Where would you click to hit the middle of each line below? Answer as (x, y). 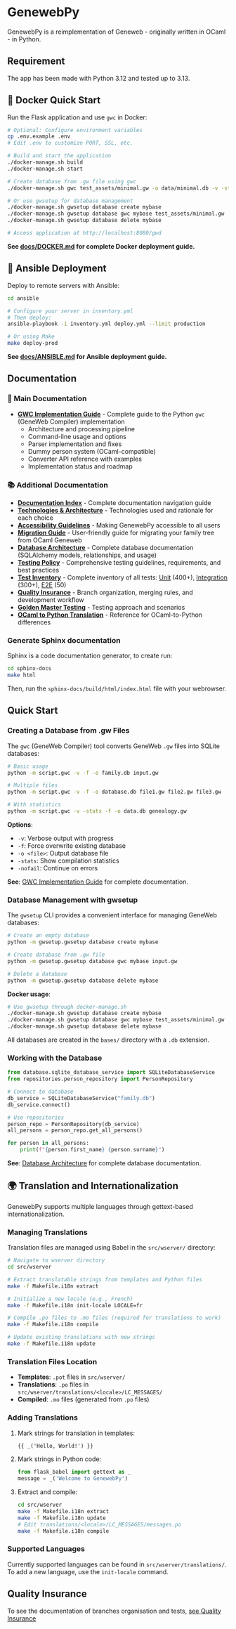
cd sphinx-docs (29, 669)
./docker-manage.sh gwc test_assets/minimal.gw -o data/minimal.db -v (113, 188)
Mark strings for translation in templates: (76, 1433)
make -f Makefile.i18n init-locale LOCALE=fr (75, 1305)
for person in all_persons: (48, 1143)
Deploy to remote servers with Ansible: (64, 285)
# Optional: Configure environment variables (75, 130)
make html (22, 675)
